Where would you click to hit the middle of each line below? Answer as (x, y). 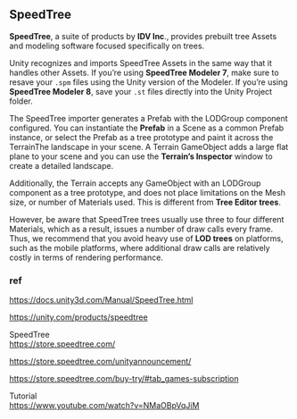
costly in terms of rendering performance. (86, 257)
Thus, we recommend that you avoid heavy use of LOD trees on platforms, (146, 238)
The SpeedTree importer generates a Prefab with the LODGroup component (148, 118)
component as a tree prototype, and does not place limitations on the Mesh (148, 192)
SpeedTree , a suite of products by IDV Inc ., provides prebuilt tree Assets (143, 36)
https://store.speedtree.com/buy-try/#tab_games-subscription (124, 379)
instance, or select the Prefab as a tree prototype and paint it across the (141, 137)
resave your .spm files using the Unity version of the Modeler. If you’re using (148, 82)
